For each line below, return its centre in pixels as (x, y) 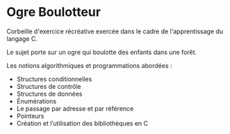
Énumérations (36, 101)
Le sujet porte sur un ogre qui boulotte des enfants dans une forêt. (102, 52)
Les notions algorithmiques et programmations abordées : (89, 65)
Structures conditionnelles (54, 79)
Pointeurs (30, 116)
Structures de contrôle (49, 86)
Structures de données (49, 94)
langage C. (22, 38)
